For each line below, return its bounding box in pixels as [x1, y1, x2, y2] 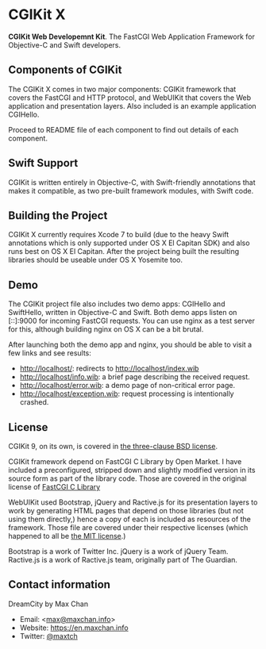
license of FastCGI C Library [8, 482, 101, 491]
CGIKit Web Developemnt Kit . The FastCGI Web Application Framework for [8, 32, 256, 41]
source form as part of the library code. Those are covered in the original [8, 474, 248, 483]
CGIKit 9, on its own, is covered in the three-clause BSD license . [8, 442, 218, 451]
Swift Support [8, 156, 79, 170]
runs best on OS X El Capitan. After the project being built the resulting [8, 247, 240, 256]
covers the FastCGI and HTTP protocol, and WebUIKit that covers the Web [8, 93, 252, 102]
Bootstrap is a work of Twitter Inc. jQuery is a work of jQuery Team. [8, 547, 229, 556]
